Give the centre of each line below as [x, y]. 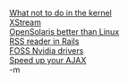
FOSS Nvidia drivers [47, 51]
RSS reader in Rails [44, 41]
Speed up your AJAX [48, 60]
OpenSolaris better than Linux [64, 32]
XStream [26, 22]
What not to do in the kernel [60, 13]
